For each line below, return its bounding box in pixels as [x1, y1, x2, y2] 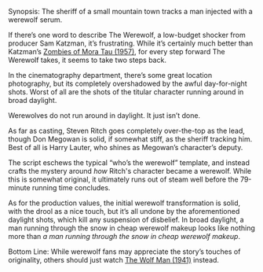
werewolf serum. [8, 15, 63, 24]
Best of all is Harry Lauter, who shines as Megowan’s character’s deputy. [8, 143, 243, 152]
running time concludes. [31, 183, 111, 192]
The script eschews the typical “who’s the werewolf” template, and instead [8, 158, 250, 167]
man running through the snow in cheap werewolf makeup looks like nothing [8, 223, 255, 233]
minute [8, 183, 31, 192]
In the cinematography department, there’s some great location [8, 71, 213, 79]
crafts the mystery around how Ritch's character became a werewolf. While [8, 167, 252, 175]
